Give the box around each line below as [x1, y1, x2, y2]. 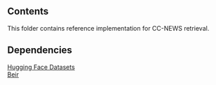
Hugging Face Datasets [7, 63, 75, 71]
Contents [7, 6, 49, 17]
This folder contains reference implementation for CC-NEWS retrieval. [7, 24, 210, 32]
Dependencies [7, 45, 72, 56]
